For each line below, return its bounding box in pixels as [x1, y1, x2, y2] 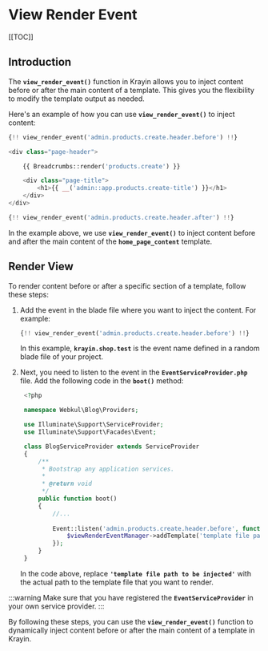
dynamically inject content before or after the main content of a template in [8, 625, 255, 635]
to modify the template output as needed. [8, 94, 146, 103]
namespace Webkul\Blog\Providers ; [23, 406, 139, 414]
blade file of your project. [19, 352, 104, 362]
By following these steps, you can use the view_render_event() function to [8, 617, 254, 626]
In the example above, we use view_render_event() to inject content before [8, 228, 256, 237]
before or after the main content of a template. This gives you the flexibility [8, 85, 254, 95]
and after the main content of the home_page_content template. [8, 237, 213, 246]
